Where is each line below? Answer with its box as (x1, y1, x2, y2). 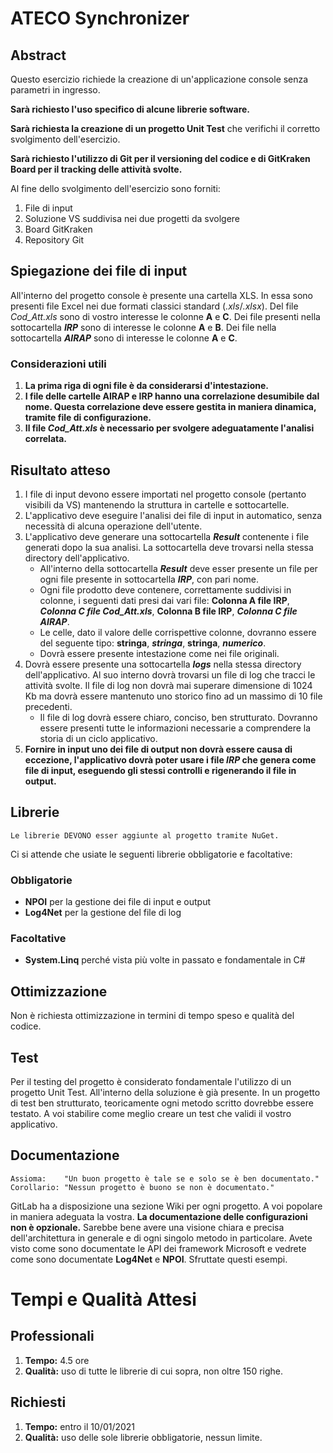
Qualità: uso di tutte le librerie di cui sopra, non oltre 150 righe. (24, 1365, 284, 1377)
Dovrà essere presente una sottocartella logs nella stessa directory (24, 658, 302, 670)
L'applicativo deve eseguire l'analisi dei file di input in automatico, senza (24, 509, 323, 521)
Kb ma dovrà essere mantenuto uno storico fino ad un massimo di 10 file (24, 690, 323, 702)
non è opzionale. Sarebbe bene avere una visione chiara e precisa (10, 1221, 285, 1233)
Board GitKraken (24, 223, 93, 235)
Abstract (10, 47, 67, 64)
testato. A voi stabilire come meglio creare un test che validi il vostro (10, 1107, 292, 1119)
